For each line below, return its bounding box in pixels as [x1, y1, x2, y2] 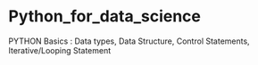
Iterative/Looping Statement [8, 45, 112, 55]
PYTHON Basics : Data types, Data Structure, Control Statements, [8, 36, 251, 46]
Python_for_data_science [8, 6, 202, 27]
